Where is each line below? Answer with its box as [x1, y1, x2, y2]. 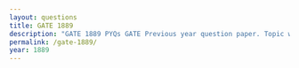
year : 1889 [9, 46, 50, 55]
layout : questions [9, 12, 77, 22]
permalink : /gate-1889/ [9, 37, 98, 47]
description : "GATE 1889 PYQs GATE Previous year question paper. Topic [9, 29, 285, 38]
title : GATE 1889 [9, 21, 74, 30]
